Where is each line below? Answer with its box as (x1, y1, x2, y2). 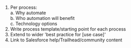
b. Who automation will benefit (10, 15, 75, 21)
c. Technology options (10, 20, 57, 27)
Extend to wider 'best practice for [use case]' (10, 32, 106, 37)
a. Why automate (10, 10, 47, 16)
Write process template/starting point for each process (10, 26, 126, 32)
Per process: (10, 5, 37, 10)
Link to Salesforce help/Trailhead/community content (10, 37, 123, 43)
